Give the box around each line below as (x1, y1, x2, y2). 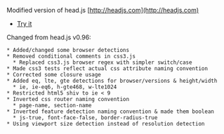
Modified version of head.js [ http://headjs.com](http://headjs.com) (6, 6, 199, 14)
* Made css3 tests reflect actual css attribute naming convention (6, 65, 209, 72)
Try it (16, 20, 32, 27)
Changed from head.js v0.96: (6, 33, 92, 41)
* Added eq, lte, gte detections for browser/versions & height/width (6, 77, 218, 84)
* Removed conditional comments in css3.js (6, 53, 136, 60)
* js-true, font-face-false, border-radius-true (13, 114, 158, 121)
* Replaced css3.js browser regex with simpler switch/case (13, 59, 192, 66)
